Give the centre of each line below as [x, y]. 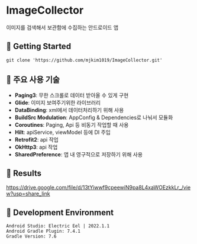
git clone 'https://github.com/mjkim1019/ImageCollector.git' [84, 60]
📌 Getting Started [39, 46]
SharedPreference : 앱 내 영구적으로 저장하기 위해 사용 [79, 154]
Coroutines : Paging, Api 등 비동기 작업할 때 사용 [72, 124]
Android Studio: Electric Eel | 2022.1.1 [58, 226]
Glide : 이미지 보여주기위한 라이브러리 [58, 102]
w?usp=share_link [28, 194]
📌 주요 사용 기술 [33, 80]
